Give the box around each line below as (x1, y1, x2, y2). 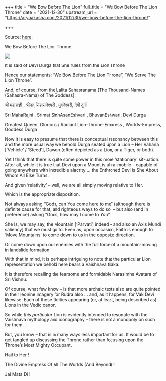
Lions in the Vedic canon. (5, 302, 57, 308)
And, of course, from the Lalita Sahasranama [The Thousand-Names (5, 87, 145, 93)
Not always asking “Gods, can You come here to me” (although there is (5, 201, 150, 207)
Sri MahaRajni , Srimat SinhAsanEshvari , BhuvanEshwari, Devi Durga (5, 112, 146, 118)
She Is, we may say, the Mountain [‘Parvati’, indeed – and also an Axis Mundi (5, 221, 161, 227)
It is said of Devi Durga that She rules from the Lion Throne (5, 63, 125, 68)
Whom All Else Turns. (5, 172, 49, 178)
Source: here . (5, 34, 33, 40)
